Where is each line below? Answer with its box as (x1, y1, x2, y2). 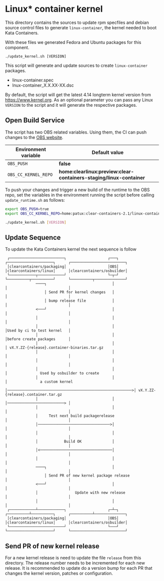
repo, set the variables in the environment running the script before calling (5, 192, 155, 198)
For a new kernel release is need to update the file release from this (5, 555, 142, 561)
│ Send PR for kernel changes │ (44, 290, 115, 295)
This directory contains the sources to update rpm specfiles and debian (5, 19, 149, 25)
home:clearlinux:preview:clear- (59, 168, 134, 175)
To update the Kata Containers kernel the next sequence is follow (5, 246, 137, 252)
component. (5, 44, 29, 50)
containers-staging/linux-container (59, 174, 145, 181)
